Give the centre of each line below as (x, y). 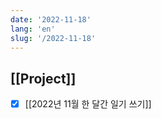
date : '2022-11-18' (51, 19)
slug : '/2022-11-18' (53, 38)
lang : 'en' (33, 29)
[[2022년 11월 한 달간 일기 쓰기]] (88, 104)
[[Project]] (43, 78)
